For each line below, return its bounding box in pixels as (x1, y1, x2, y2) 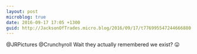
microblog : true (6, 14, 46, 20)
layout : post (6, 8, 38, 15)
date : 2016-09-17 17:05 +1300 (6, 19, 81, 25)
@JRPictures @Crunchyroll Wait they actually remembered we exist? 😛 (6, 41, 180, 48)
